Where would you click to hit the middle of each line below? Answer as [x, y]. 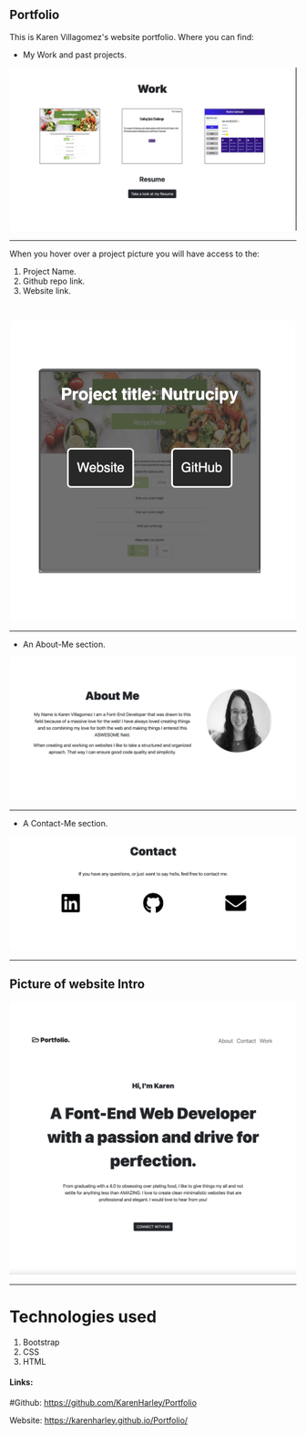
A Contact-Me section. [65, 824]
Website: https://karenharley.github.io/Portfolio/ [99, 1420]
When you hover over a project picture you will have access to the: [134, 254]
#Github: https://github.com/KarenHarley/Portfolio [103, 1402]
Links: [21, 1382]
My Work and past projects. [75, 55]
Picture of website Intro [77, 984]
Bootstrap [41, 1342]
